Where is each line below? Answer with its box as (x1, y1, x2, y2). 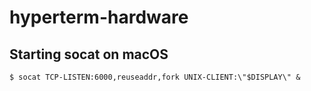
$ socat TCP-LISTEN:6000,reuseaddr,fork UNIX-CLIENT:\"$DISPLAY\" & (9, 72, 301, 82)
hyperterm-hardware (9, 6, 189, 29)
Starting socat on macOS (9, 46, 169, 63)
